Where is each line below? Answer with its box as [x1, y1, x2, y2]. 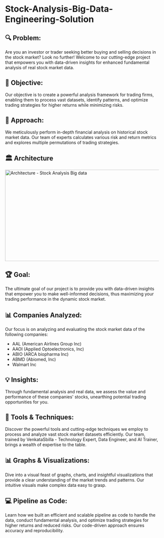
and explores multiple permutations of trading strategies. [5, 139, 120, 145]
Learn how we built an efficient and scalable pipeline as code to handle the [5, 512, 156, 518]
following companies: [5, 331, 48, 337]
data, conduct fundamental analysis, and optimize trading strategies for [5, 518, 149, 523]
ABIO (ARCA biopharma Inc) [12, 351, 69, 357]
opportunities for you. [5, 399, 49, 405]
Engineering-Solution [5, 14, 94, 25]
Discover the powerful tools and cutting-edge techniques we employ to [5, 426, 148, 432]
